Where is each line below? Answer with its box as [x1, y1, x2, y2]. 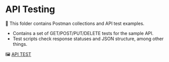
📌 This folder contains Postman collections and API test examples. [5, 20, 144, 26]
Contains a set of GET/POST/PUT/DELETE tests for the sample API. [12, 30, 154, 36]
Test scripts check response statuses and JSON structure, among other [12, 36, 164, 42]
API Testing [5, 4, 55, 15]
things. [12, 41, 28, 47]
